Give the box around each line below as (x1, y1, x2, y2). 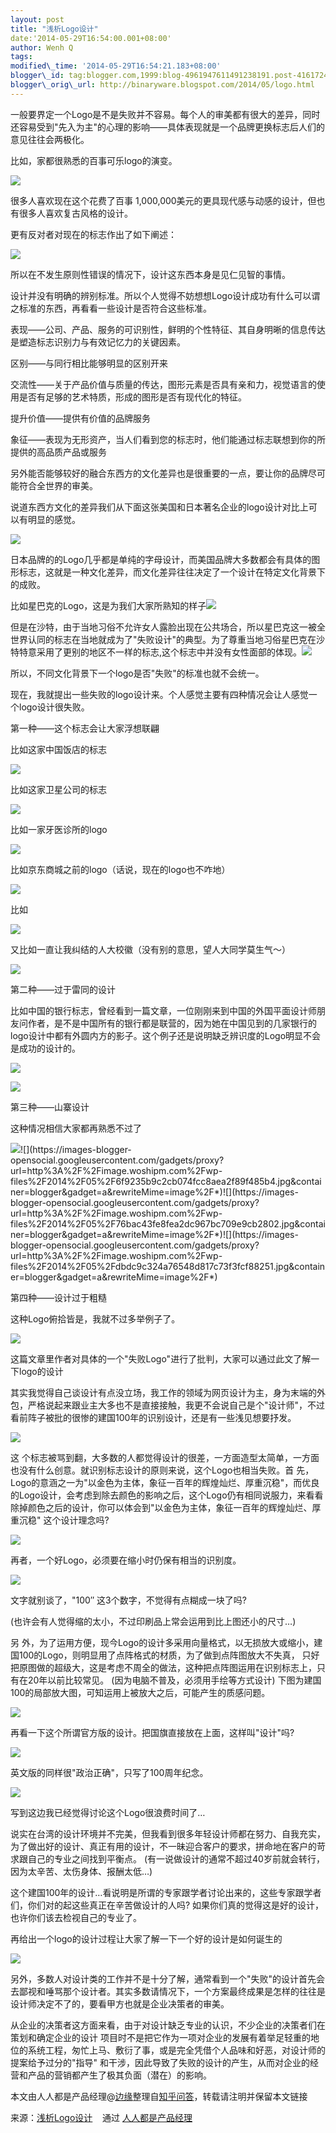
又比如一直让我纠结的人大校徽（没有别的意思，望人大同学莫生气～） (10, 943, 291, 955)
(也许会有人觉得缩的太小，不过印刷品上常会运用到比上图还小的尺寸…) (10, 1615, 297, 1627)
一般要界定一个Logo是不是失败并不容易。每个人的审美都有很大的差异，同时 (10, 108, 321, 120)
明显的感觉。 (27, 513, 81, 525)
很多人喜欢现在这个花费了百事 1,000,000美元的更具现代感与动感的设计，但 (10, 194, 317, 206)
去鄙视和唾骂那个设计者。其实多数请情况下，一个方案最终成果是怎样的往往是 (10, 1985, 326, 1997)
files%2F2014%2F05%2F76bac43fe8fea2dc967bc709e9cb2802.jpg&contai (10, 1217, 326, 1230)
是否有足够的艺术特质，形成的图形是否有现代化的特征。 (18, 391, 247, 403)
